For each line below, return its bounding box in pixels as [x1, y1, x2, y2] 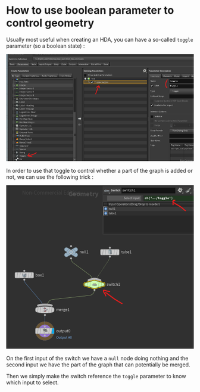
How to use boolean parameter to [6, 4, 174, 17]
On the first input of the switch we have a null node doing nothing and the [6, 354, 189, 362]
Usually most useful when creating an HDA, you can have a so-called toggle [6, 36, 193, 43]
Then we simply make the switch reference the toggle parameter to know [6, 372, 186, 379]
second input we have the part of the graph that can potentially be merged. [6, 361, 190, 368]
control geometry [6, 16, 95, 30]
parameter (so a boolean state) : [6, 42, 85, 49]
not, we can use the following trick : [6, 173, 94, 181]
